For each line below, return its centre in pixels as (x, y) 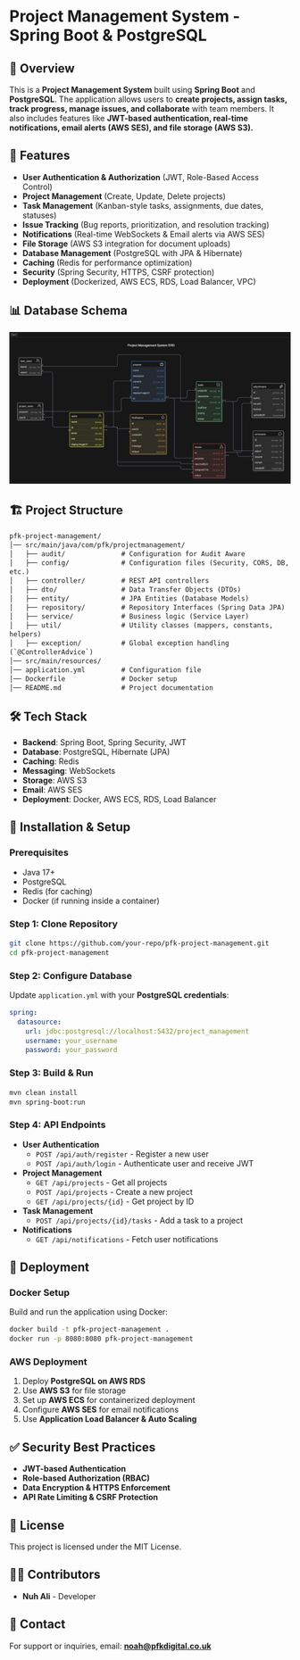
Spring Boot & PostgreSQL (108, 35)
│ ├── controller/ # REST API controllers (109, 581)
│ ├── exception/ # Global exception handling (119, 643)
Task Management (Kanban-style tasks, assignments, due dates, (142, 205)
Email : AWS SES (52, 789)
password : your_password (71, 1050)
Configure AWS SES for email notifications (100, 1410)
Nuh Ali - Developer (59, 1596)
